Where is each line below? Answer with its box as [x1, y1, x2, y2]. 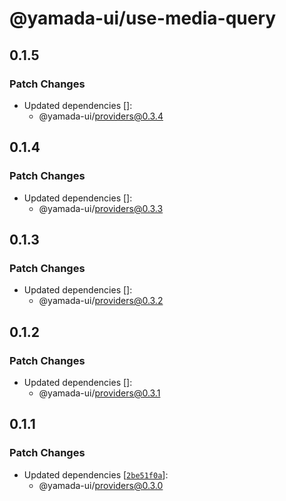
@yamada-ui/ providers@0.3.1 [38, 387, 161, 399]
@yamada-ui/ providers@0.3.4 [38, 110, 164, 122]
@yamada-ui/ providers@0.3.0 [38, 479, 164, 491]
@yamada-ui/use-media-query [9, 7, 277, 30]
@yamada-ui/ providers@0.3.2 [38, 295, 164, 307]
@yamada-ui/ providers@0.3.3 [38, 202, 164, 214]
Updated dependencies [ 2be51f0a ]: [23, 468, 169, 481]
